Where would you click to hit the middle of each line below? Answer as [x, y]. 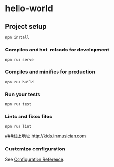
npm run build [19, 82]
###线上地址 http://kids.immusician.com [46, 136]
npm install [17, 37]
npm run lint [18, 127]
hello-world [29, 8]
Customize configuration [35, 149]
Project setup [26, 26]
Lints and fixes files [29, 116]
